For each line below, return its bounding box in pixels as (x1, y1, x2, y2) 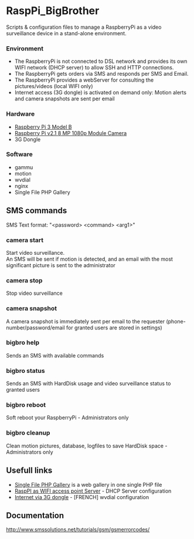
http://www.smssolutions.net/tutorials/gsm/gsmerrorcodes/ (6, 526, 150, 533)
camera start (6, 236, 44, 244)
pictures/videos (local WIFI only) (14, 83, 93, 90)
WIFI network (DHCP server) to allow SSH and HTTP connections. (14, 64, 174, 71)
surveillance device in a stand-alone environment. (6, 29, 127, 36)
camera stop (6, 276, 43, 284)
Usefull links (6, 466, 53, 476)
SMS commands (6, 206, 67, 215)
